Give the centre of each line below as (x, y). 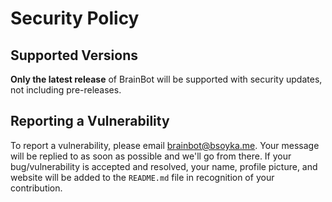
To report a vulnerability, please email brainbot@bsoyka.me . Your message (165, 145)
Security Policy (75, 18)
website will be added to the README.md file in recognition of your (142, 177)
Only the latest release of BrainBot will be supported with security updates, (166, 79)
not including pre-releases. (66, 90)
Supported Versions (74, 55)
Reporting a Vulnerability (90, 121)
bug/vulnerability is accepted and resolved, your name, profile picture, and (164, 166)
